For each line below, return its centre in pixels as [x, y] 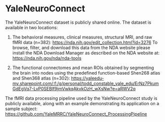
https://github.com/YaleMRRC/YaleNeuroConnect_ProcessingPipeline [76, 114]
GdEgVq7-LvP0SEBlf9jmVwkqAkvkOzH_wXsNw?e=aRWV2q [74, 88]
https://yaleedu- [87, 78]
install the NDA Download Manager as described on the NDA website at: [86, 53]
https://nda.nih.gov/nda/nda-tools [47, 58]
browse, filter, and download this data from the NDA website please [81, 47]
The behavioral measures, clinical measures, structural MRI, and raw [82, 37]
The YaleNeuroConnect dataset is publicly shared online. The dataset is [78, 22]
